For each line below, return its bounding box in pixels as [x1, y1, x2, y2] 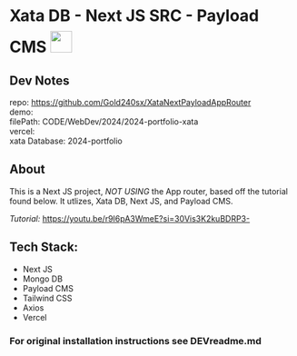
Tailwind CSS [22, 292, 73, 303]
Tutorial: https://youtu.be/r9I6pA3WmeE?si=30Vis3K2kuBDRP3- [9, 213, 251, 223]
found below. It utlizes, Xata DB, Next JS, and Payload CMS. [9, 195, 233, 206]
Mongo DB [22, 273, 64, 284]
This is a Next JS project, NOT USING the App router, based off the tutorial [9, 185, 289, 196]
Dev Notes [9, 73, 70, 88]
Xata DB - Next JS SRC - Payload [9, 5, 260, 26]
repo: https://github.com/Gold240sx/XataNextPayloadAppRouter [9, 97, 252, 107]
